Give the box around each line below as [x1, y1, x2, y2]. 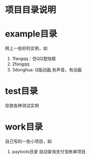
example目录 [5, 29, 58, 39]
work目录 [5, 122, 43, 132]
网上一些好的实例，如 [5, 46, 47, 51]
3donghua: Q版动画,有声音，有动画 [12, 67, 82, 73]
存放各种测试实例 [5, 103, 39, 109]
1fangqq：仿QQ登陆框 [12, 56, 56, 62]
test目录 [5, 86, 38, 97]
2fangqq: [12, 61, 30, 67]
